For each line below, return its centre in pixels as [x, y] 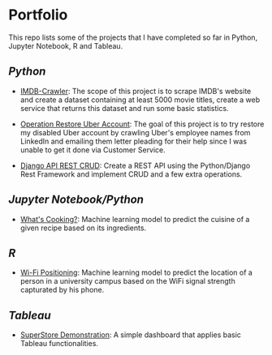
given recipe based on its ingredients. [83, 228]
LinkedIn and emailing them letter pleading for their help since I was [134, 141]
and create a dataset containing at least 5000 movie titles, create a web [140, 100]
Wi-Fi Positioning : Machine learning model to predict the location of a [136, 272]
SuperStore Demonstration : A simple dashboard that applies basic [131, 335]
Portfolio [38, 15]
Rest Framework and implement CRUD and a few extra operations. [131, 174]
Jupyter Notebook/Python [76, 200]
